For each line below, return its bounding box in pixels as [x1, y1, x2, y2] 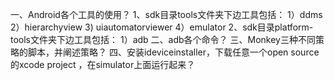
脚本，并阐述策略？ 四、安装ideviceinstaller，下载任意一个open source [27, 46, 320, 58]
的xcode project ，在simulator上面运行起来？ [10, 59, 196, 70]
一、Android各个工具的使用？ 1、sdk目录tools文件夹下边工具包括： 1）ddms [10, 9, 323, 20]
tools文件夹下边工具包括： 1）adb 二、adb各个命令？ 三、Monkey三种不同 [10, 34, 316, 45]
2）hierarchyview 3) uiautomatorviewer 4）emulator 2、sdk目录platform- [10, 21, 314, 33]
